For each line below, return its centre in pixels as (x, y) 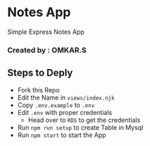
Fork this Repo (38, 90)
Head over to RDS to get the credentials (84, 120)
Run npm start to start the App (62, 135)
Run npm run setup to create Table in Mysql (80, 127)
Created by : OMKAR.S (47, 50)
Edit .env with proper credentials (65, 112)
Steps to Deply (40, 73)
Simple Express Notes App (46, 32)
